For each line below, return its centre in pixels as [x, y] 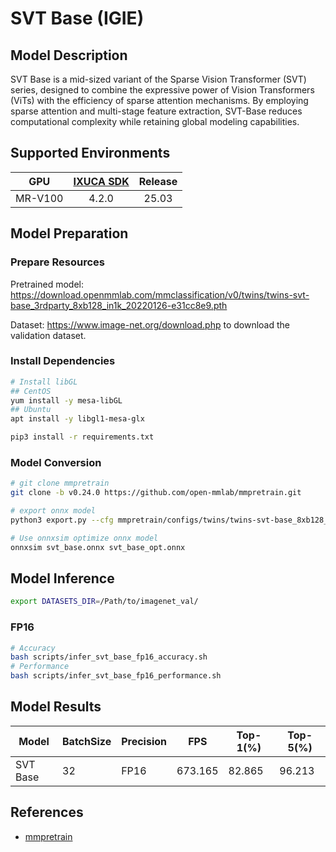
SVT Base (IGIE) [77, 18]
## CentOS [31, 391]
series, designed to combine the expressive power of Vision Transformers [162, 90]
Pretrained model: [47, 284]
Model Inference [62, 578]
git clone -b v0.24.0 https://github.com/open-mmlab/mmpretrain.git [156, 493]
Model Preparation [69, 233]
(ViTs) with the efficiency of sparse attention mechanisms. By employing [159, 100]
